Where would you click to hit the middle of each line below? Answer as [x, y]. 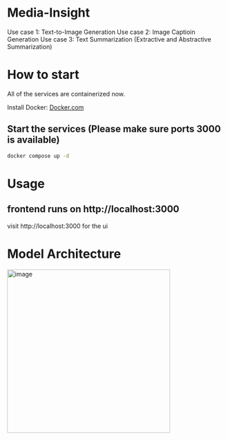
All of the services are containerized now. [66, 94]
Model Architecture [64, 254]
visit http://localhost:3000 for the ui [58, 226]
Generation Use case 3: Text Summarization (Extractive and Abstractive [110, 39]
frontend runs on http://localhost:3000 [93, 209]
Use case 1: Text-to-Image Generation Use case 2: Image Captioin [101, 32]
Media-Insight [49, 13]
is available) [34, 140]
